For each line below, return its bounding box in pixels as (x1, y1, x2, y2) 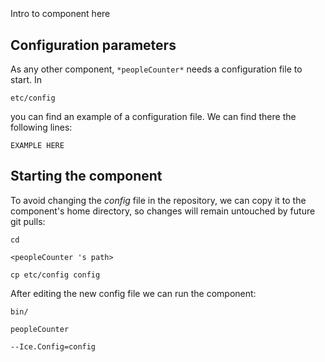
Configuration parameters (10, 36, 177, 54)
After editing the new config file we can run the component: (10, 287, 257, 299)
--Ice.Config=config (10, 341, 97, 352)
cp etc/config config (10, 270, 101, 280)
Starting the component (10, 168, 163, 185)
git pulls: (10, 215, 46, 227)
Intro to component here (10, 8, 111, 20)
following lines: (10, 121, 73, 133)
